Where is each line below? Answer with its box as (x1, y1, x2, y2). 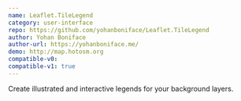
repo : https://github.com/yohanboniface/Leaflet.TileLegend (8, 26, 210, 34)
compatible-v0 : (8, 56, 58, 63)
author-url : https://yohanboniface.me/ (8, 41, 139, 49)
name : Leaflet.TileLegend (8, 11, 93, 20)
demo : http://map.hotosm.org (8, 48, 104, 56)
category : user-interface (8, 19, 93, 27)
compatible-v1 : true (8, 63, 76, 70)
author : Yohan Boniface (8, 33, 87, 41)
